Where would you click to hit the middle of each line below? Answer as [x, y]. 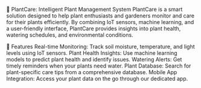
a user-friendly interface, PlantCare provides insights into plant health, [94, 28]
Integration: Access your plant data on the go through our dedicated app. [97, 79]
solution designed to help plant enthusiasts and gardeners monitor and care [101, 16]
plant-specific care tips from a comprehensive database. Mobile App [92, 72]
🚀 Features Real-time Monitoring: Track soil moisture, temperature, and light [101, 46]
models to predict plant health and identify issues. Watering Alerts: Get [94, 59]
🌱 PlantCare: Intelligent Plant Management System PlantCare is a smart [94, 9]
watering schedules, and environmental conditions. [70, 35]
